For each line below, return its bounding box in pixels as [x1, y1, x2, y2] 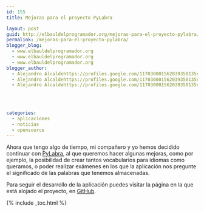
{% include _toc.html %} [6, 199, 67, 207]
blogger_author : [6, 65, 47, 71]
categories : [6, 110, 36, 116]
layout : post [6, 26, 39, 32]
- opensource [12, 127, 45, 133]
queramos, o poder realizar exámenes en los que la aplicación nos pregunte [6, 163, 197, 170]
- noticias [12, 121, 39, 128]
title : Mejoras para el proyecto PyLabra [6, 15, 113, 21]
